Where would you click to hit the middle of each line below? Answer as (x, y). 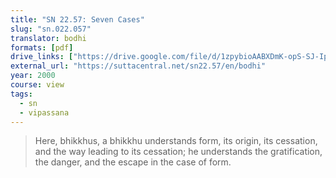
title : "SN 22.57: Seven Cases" (77, 19)
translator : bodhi (48, 38)
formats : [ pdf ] (42, 47)
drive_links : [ (42, 57)
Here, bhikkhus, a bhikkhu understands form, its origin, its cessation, (176, 141)
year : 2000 (33, 76)
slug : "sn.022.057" (51, 29)
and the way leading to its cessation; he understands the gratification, (178, 152)
